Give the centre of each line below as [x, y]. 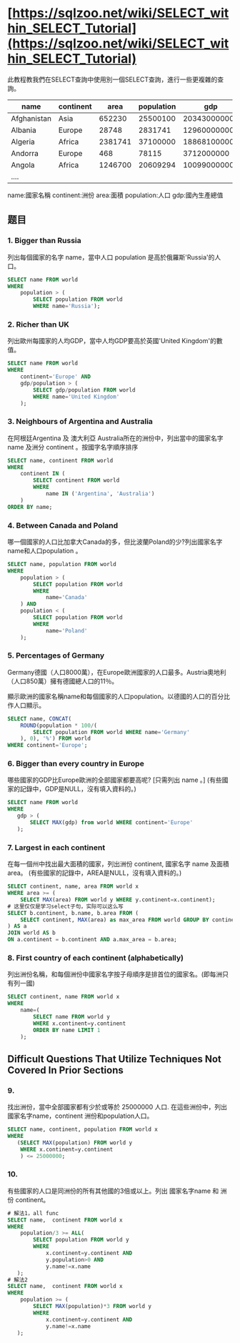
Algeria [23, 142]
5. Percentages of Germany [56, 655]
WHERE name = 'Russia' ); [67, 306]
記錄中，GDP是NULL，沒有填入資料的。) [78, 789]
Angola [23, 164]
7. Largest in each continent [56, 847]
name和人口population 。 [45, 551]
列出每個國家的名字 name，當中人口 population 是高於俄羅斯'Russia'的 [111, 257]
